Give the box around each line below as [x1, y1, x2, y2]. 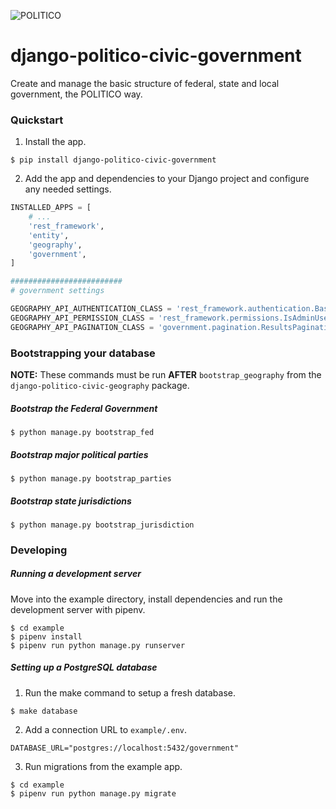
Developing [10, 543, 68, 557]
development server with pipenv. [10, 603, 146, 615]
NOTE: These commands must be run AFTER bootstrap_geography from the [10, 369, 322, 381]
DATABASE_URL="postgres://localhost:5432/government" [10, 743, 240, 753]
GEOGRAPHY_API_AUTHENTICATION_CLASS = [10, 304, 172, 314]
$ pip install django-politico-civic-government [10, 155, 217, 165]
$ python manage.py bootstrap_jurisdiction [10, 520, 195, 530]
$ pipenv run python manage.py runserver [10, 640, 186, 650]
